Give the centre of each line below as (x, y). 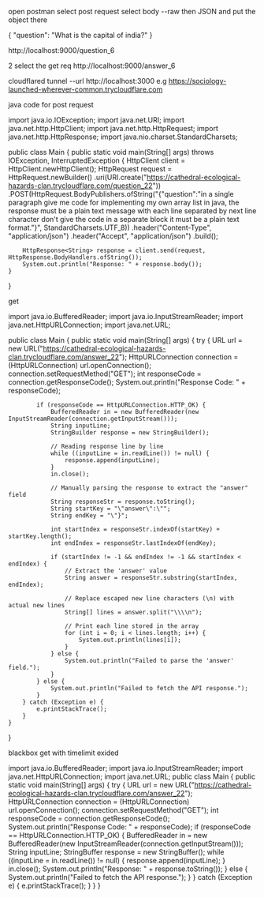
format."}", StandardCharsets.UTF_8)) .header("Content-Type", (110, 227)
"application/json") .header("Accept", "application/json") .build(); (113, 236)
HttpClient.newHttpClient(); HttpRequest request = (90, 169)
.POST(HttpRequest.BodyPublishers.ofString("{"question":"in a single (121, 194)
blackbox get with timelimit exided (64, 753)
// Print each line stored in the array (132, 626)
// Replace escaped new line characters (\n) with (149, 599)
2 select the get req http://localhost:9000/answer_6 (92, 66)
